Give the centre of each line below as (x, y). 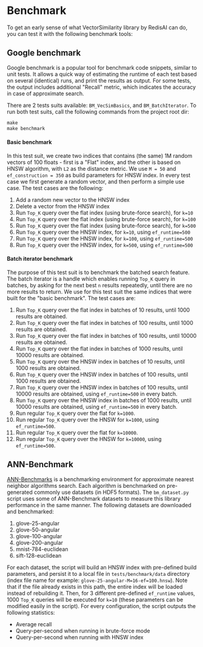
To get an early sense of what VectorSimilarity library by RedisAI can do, (97, 27)
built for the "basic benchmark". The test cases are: (71, 298)
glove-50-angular (38, 530)
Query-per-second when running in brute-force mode (83, 631)
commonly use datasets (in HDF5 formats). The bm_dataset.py (111, 492)
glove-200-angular (39, 543)
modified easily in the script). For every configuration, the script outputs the (101, 606)
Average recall (34, 624)
